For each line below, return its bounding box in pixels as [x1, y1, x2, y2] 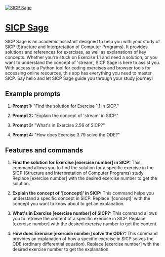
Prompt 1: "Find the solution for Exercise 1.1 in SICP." [12, 103, 120, 109]
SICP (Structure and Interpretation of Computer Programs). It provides [5, 44, 148, 50]
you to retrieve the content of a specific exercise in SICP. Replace [12, 215, 146, 221]
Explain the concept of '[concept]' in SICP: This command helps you [12, 190, 154, 196]
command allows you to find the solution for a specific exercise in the [12, 164, 154, 171]
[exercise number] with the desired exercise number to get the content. [12, 221, 158, 227]
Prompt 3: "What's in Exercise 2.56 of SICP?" [12, 122, 105, 128]
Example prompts [5, 90, 61, 98]
